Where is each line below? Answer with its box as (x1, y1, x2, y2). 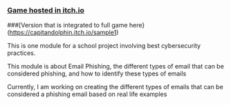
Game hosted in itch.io (7, 5, 84, 15)
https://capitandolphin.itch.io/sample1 (9, 28, 117, 36)
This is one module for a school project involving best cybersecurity (7, 42, 201, 50)
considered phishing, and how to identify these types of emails (7, 69, 187, 78)
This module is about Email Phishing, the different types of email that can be (7, 62, 225, 71)
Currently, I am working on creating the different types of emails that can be (7, 83, 223, 91)
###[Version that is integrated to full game (7, 21, 128, 30)
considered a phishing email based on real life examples (7, 90, 167, 98)
